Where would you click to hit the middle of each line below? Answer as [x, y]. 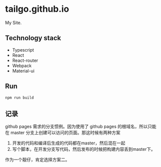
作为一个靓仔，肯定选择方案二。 [37, 160]
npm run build [20, 97]
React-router [25, 60]
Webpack [22, 65]
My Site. [13, 23]
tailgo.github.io [37, 9]
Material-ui [23, 71]
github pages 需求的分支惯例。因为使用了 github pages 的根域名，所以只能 [81, 127]
